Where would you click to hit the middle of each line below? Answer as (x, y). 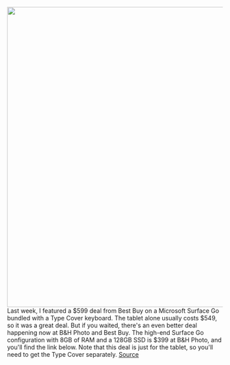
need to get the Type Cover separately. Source (73, 354)
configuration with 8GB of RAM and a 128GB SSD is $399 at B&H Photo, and (114, 340)
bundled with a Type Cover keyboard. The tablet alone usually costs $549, (112, 318)
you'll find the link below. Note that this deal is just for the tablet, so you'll (110, 347)
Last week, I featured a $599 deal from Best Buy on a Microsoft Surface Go (113, 311)
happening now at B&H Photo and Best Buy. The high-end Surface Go (105, 332)
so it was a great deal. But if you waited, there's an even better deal (102, 325)
